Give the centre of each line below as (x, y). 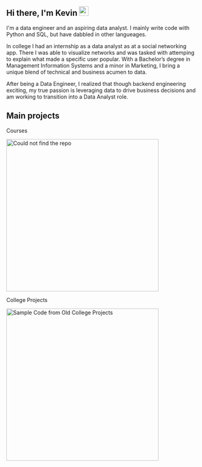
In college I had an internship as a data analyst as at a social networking (96, 46)
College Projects (27, 300)
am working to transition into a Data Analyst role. (67, 97)
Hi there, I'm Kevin (42, 13)
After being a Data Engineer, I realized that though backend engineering (96, 83)
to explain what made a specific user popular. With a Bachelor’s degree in (98, 59)
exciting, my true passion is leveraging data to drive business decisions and (101, 90)
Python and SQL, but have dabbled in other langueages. (77, 34)
